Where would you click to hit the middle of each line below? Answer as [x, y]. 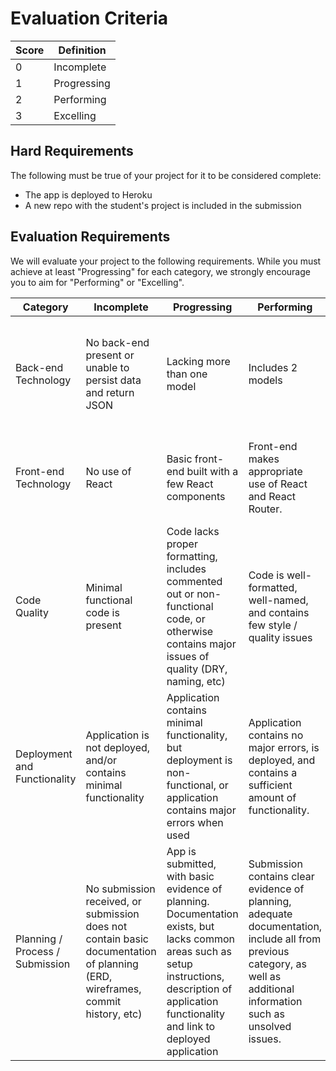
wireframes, [113, 989]
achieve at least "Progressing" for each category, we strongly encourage [160, 271]
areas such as [199, 951]
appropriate [275, 471]
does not [106, 926]
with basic [190, 876]
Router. [265, 509]
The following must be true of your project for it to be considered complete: [166, 175]
